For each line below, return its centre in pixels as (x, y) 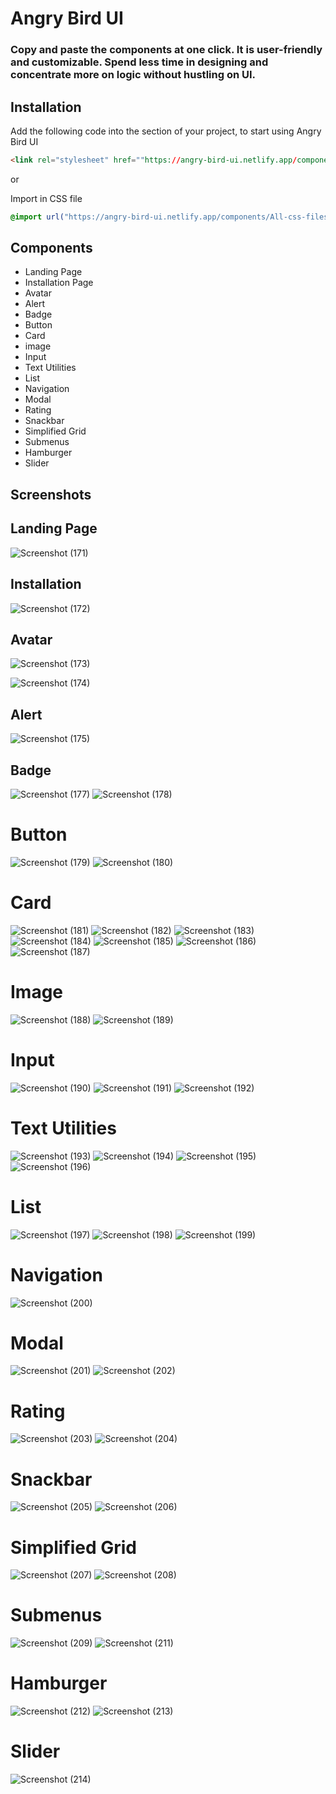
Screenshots (51, 494)
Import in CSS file (46, 198)
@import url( (37, 217)
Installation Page (59, 283)
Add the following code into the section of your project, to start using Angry (166, 131)
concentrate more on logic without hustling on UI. (133, 75)
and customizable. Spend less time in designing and (139, 62)
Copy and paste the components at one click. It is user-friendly (166, 50)
